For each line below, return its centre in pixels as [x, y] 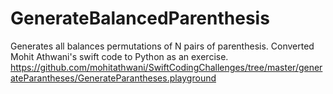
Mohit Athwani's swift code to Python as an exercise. [119, 56]
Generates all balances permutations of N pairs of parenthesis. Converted [162, 46]
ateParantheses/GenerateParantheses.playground [113, 78]
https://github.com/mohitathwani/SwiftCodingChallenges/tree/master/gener [166, 67]
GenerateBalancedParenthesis [140, 18]
